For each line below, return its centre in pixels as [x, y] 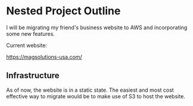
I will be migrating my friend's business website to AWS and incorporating [97, 27]
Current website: [27, 45]
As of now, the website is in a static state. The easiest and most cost [90, 90]
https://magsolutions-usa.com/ [44, 57]
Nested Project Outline [63, 11]
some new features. [31, 33]
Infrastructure [33, 76]
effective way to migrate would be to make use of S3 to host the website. [96, 96]
